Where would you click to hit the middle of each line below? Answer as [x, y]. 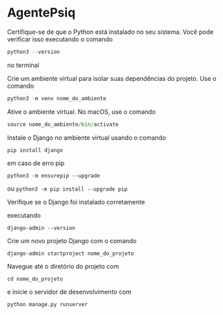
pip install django [35, 150]
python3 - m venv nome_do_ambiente [57, 98]
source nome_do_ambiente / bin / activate [63, 124]
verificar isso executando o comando [60, 39]
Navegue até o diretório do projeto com [63, 266]
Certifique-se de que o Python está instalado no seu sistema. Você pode [110, 32]
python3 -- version [33, 52]
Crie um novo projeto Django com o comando [72, 240]
